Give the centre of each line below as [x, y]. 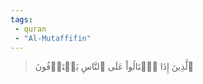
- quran [30, 29]
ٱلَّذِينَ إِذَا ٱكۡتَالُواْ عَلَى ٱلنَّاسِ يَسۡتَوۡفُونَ [114, 67]
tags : [21, 19]
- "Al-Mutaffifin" [53, 38]
